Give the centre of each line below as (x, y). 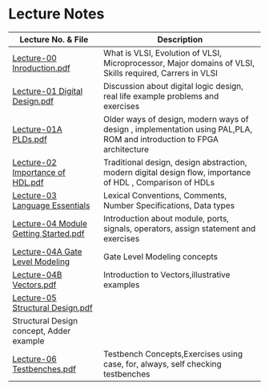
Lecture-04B (37, 274)
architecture (126, 149)
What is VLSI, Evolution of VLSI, (162, 53)
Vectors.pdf (34, 284)
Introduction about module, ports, (166, 218)
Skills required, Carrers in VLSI (161, 73)
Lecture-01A (37, 129)
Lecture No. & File (54, 39)
